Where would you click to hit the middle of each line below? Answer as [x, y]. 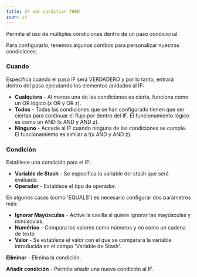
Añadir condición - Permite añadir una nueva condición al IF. [80, 269]
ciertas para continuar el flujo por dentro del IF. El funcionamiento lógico [102, 116]
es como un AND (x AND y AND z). [57, 121]
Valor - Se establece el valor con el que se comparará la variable [93, 240]
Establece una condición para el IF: [48, 163]
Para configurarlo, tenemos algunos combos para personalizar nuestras [93, 45]
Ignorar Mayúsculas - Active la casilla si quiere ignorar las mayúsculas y [103, 215]
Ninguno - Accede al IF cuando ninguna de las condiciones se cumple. [100, 128]
